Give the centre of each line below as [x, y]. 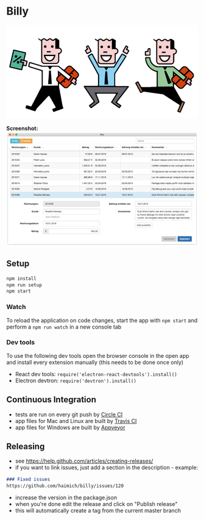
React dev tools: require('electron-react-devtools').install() [96, 374]
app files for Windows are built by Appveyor [70, 427]
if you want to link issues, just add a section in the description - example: [107, 468]
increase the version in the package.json [66, 497]
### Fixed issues [28, 480]
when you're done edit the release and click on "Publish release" [96, 504]
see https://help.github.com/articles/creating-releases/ [84, 461]
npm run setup [24, 285]
